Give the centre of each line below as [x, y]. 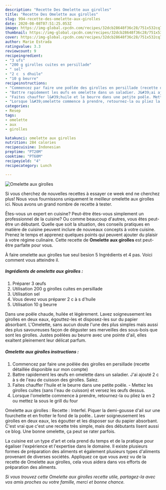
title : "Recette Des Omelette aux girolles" [52, 14]
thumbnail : [16, 33]
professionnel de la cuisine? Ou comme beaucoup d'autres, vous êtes [76, 219]
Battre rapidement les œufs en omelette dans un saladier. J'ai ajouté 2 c [85, 375]
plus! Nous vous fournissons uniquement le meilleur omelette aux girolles [80, 199]
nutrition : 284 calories [31, 143]
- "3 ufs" [15, 60]
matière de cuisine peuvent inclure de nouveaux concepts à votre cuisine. [80, 229]
